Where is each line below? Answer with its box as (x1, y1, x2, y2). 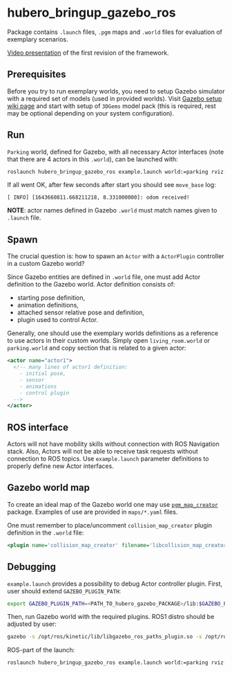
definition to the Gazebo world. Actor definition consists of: (7, 280, 175, 289)
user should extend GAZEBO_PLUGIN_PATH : (7, 586, 122, 595)
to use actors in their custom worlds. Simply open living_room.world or (7, 336, 211, 345)
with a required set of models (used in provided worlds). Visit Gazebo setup (7, 94, 222, 102)
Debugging (7, 561, 57, 573)
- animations (19, 383, 57, 390)
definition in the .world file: (7, 528, 84, 537)
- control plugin (19, 389, 70, 396)
